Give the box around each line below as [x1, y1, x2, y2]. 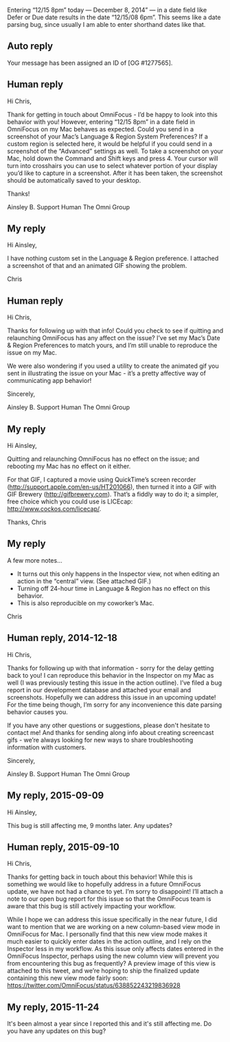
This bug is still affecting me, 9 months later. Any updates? [7, 821, 173, 829]
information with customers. [7, 743, 87, 751]
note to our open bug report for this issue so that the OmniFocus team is [7, 895, 211, 903]
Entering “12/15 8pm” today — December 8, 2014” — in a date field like [7, 6, 207, 14]
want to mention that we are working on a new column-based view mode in [7, 923, 220, 931]
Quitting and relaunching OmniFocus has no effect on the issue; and [7, 455, 200, 463]
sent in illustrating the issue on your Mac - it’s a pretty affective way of [7, 369, 206, 377]
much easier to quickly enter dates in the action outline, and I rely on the [7, 937, 211, 946]
